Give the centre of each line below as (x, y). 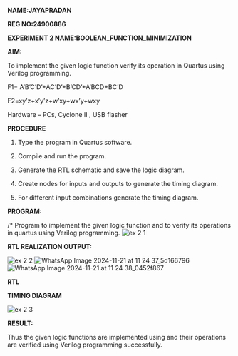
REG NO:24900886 (37, 24)
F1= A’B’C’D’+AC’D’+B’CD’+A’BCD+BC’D (65, 87)
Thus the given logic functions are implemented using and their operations (117, 337)
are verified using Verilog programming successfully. (85, 345)
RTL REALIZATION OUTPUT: (50, 246)
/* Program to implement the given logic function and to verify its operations (119, 225)
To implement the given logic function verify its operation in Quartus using (116, 66)
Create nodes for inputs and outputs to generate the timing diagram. (118, 184)
